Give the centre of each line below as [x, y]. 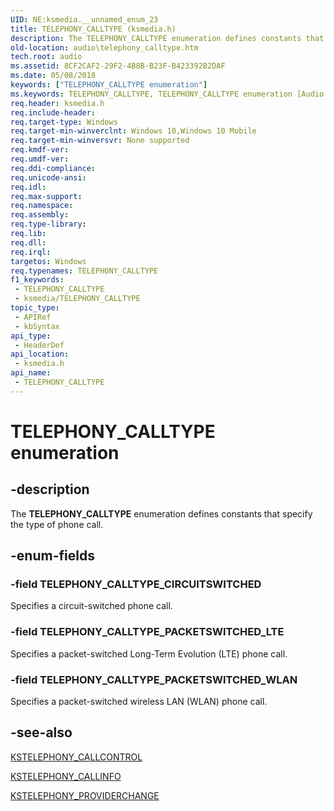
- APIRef [33, 317]
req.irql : [31, 252]
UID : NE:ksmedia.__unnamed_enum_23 [84, 19]
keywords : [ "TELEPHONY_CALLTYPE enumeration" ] [109, 85]
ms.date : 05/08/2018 [53, 76]
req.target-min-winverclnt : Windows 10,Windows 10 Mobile [133, 131]
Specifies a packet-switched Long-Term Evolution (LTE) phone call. [149, 653]
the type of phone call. [57, 524]
